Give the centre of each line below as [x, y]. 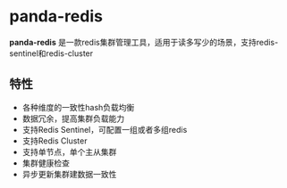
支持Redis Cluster [55, 141]
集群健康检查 [46, 163]
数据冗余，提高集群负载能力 [73, 119]
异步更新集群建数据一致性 [69, 174]
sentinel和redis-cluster [51, 53]
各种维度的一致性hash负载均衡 [78, 107]
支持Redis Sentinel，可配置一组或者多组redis [105, 129]
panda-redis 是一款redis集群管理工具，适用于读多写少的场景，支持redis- [144, 42]
